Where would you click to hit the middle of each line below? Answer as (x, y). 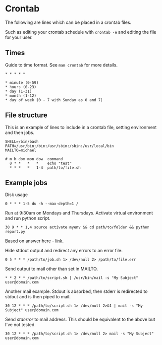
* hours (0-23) (21, 87)
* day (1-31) (19, 91)
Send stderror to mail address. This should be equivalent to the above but (80, 319)
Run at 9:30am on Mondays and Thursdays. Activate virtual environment (79, 213)
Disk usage (17, 195)
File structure (26, 115)
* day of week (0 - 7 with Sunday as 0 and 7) (54, 100)
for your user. (19, 37)
